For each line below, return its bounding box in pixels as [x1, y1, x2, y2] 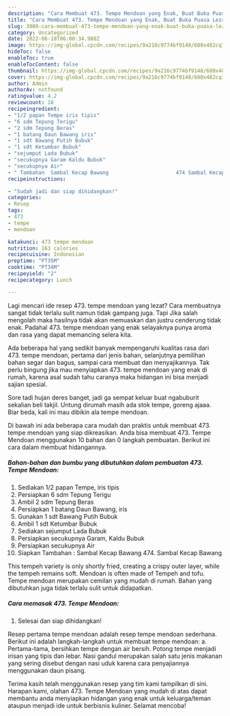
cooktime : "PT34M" [8, 264, 60, 271]
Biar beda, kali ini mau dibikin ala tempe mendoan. [8, 408, 149, 416]
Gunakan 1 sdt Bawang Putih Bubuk [17, 512, 118, 520]
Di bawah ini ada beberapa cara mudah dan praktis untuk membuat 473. [8, 421, 211, 429]
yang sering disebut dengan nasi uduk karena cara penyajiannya [8, 659, 190, 667]
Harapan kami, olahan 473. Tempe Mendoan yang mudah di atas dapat [8, 687, 207, 695]
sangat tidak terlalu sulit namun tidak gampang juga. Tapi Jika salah [8, 309, 198, 317]
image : [8, 42, 27, 49]
